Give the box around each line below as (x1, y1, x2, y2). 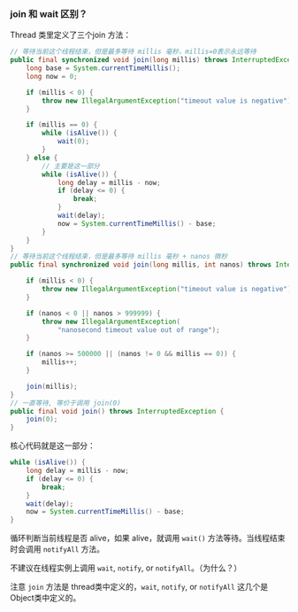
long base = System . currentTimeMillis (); (26, 64, 180, 73)
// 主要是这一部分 (42, 161, 100, 170)
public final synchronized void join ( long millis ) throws (10, 56, 228, 65)
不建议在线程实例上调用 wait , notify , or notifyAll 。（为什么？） (10, 562, 242, 573)
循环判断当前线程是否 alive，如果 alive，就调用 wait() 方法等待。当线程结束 (10, 533, 286, 544)
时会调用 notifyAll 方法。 (10, 544, 105, 554)
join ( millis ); (26, 382, 78, 391)
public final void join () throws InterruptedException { (10, 407, 225, 415)
